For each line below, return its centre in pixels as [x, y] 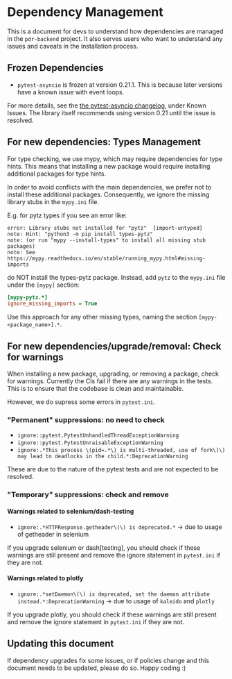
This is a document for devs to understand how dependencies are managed [115, 31]
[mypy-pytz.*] [28, 297]
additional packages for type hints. [56, 174]
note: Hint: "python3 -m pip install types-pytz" [80, 234]
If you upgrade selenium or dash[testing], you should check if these [104, 547]
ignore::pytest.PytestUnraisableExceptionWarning [90, 443]
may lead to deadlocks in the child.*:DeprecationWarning [102, 456]
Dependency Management [86, 12]
